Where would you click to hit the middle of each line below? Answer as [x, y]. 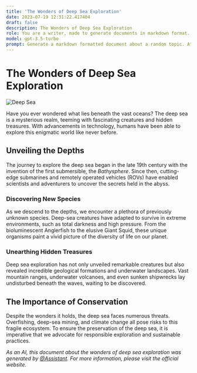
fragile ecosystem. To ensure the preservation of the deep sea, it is [87, 328]
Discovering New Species [43, 199]
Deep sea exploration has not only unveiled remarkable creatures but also [95, 264]
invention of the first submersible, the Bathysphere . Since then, [82, 171]
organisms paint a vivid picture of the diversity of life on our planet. [87, 236]
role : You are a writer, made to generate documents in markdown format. [98, 33]
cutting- [169, 171]
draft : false [22, 22]
